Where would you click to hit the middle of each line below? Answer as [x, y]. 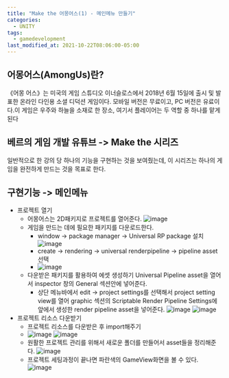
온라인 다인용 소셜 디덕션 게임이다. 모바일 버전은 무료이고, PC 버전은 [111, 101]
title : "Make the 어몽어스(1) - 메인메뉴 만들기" [71, 13]
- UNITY [24, 26]
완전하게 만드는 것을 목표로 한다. [63, 168]
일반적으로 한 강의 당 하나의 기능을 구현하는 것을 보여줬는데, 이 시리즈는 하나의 [111, 160]
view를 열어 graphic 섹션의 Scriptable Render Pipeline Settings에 [128, 301]
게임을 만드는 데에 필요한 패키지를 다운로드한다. [91, 227]
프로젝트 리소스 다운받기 [49, 318]
